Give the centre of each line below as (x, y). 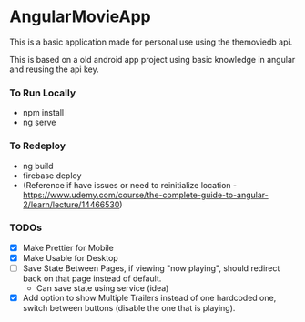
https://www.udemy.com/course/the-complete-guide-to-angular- (145, 195)
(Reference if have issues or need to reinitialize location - (130, 185)
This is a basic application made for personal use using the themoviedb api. (151, 42)
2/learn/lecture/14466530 (71, 204)
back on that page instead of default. (92, 278)
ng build (38, 166)
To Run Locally (42, 93)
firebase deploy (52, 176)
